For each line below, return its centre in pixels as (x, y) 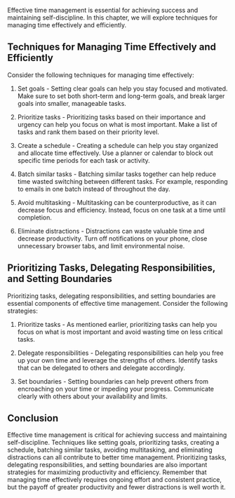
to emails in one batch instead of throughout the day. (94, 189)
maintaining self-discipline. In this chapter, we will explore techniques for (113, 18)
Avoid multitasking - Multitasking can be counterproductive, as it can (117, 202)
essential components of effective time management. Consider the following (117, 303)
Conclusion (33, 418)
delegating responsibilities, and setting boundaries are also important (107, 465)
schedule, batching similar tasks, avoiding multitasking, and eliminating (110, 450)
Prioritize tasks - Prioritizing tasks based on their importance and (111, 117)
